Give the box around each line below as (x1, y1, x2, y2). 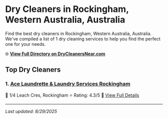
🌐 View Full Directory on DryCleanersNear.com (5, 51, 106, 57)
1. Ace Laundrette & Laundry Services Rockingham (5, 81, 130, 88)
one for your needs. (5, 41, 46, 47)
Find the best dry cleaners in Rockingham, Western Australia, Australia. (5, 30, 151, 36)
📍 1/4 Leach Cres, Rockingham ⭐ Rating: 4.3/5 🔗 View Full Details (5, 92, 139, 98)
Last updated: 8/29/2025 (5, 108, 57, 114)
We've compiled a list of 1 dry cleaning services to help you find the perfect (5, 36, 161, 42)
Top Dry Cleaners (5, 66, 61, 74)
